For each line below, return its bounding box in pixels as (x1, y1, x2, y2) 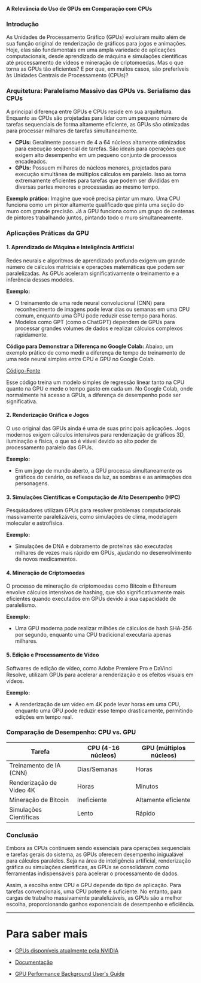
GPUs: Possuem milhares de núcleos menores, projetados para (14, 164, 172, 171)
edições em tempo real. (14, 713, 74, 721)
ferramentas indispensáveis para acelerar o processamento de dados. (6, 870, 179, 877)
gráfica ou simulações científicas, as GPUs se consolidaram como (6, 864, 169, 871)
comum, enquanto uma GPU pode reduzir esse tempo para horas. (14, 311, 178, 319)
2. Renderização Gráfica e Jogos (6, 412, 89, 419)
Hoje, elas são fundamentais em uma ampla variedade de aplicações (6, 46, 176, 53)
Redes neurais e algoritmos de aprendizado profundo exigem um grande (6, 257, 185, 264)
